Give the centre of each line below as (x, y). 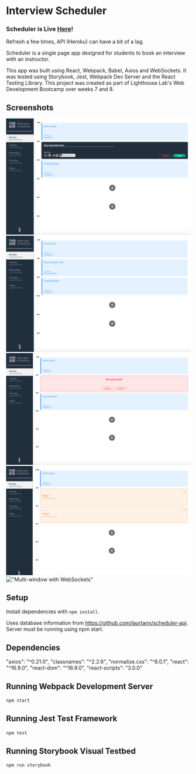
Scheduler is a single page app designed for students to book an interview (96, 53)
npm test (17, 733)
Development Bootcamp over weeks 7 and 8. (60, 89)
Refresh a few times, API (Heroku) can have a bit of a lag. (75, 42)
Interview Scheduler (56, 11)
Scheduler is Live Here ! (40, 29)
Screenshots (30, 107)
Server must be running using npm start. (55, 629)
